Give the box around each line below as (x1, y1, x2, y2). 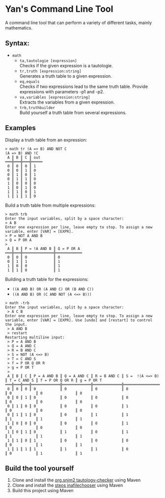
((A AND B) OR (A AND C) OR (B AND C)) (12, 286, 94, 292)
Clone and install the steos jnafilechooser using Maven (12, 482, 123, 488)
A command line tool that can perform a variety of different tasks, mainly (5, 20, 152, 26)
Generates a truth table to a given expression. (19, 73, 112, 79)
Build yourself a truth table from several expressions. (19, 110, 127, 115)
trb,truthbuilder (19, 105, 55, 110)
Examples (5, 124, 36, 132)
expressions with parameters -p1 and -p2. (19, 88, 105, 94)
